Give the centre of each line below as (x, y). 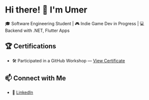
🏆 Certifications (31, 46)
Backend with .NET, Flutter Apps (37, 30)
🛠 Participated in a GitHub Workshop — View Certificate (68, 60)
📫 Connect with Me (36, 79)
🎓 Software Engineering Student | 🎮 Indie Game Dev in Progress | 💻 (75, 23)
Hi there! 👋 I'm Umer (46, 10)
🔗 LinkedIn (22, 92)
